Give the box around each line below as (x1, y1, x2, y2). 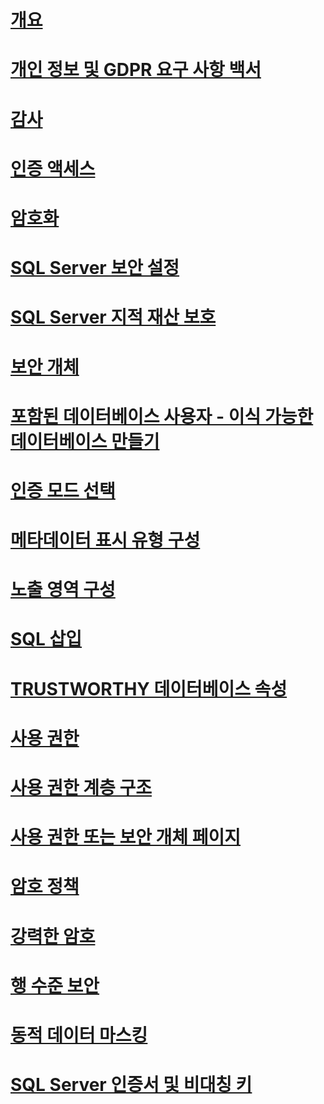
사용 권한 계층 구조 (10, 777, 152, 799)
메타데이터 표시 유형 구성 (10, 529, 201, 552)
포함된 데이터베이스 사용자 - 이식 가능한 (10, 405, 314, 428)
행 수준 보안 (10, 974, 100, 997)
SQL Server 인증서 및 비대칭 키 (10, 1074, 253, 1096)
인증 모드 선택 (10, 479, 116, 502)
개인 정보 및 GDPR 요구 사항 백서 (10, 59, 262, 81)
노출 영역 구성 (10, 579, 116, 601)
